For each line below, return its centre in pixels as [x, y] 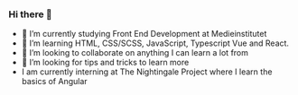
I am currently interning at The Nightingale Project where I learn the [147, 72]
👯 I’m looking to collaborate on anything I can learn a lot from [135, 53]
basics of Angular [54, 82]
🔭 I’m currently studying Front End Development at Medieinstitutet [144, 34]
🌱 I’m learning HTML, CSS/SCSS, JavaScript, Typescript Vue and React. [155, 43]
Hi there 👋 [31, 14]
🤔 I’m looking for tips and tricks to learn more [105, 63]
